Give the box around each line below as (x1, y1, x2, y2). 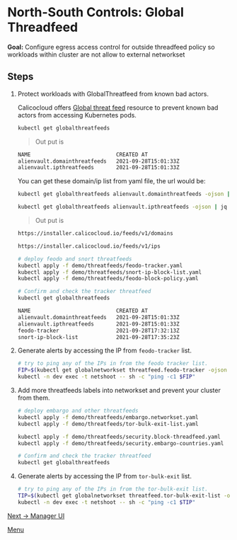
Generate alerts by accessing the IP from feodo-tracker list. (17, 346, 192, 355)
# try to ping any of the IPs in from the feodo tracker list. (17, 360, 209, 367)
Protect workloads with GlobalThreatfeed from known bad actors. (17, 89, 209, 98)
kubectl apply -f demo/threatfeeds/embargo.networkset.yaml (17, 413, 199, 421)
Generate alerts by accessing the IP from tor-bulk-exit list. (17, 472, 192, 481)
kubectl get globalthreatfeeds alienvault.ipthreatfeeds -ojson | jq (17, 203, 228, 211)
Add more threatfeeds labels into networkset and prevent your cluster (17, 386, 221, 394)
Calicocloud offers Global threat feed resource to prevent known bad (17, 103, 219, 112)
